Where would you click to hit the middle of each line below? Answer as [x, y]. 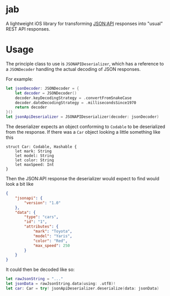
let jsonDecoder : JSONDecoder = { [43, 88]
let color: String [34, 160]
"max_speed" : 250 [52, 245]
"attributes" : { [41, 227]
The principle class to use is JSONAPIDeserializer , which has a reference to [85, 64]
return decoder [31, 107]
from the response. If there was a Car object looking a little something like [83, 132]
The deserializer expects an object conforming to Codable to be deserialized [86, 127]
